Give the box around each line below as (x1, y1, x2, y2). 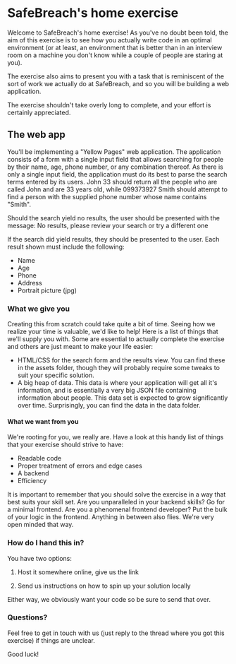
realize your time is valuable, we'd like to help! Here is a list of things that (7, 327, 218, 336)
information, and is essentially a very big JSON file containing (17, 386, 197, 395)
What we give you (7, 304, 70, 314)
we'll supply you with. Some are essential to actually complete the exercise (7, 335, 225, 343)
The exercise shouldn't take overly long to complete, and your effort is (7, 100, 211, 109)
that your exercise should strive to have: (7, 440, 124, 449)
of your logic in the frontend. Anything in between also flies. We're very (7, 513, 215, 521)
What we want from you (7, 417, 79, 425)
